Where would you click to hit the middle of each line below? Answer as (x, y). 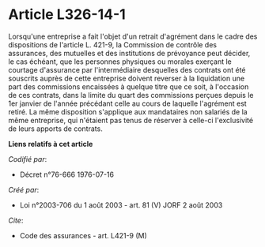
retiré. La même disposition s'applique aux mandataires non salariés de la (128, 111)
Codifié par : (28, 159)
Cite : (16, 220)
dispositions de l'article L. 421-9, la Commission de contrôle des (113, 44)
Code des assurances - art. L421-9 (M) (83, 235)
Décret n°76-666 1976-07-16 (67, 174)
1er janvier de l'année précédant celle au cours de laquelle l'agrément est (127, 103)
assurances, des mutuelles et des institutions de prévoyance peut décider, (129, 53)
